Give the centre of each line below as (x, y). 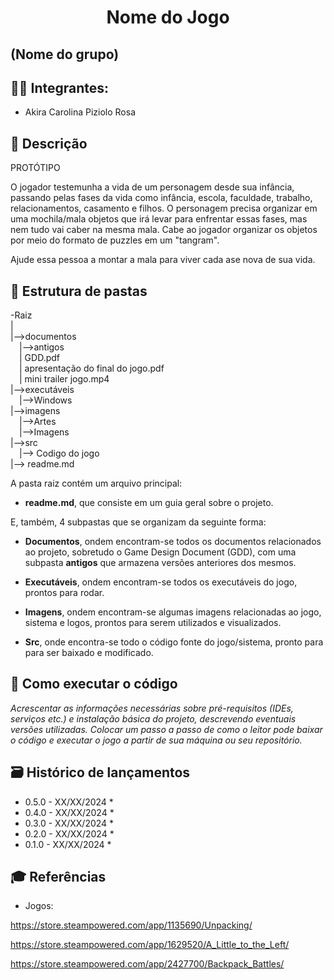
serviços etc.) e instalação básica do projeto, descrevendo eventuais (153, 718)
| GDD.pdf (39, 358)
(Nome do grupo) (65, 54)
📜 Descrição (49, 143)
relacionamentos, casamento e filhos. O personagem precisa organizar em (164, 208)
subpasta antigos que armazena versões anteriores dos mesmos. (160, 563)
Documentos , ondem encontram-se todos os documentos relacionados (173, 542)
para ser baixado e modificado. (89, 653)
